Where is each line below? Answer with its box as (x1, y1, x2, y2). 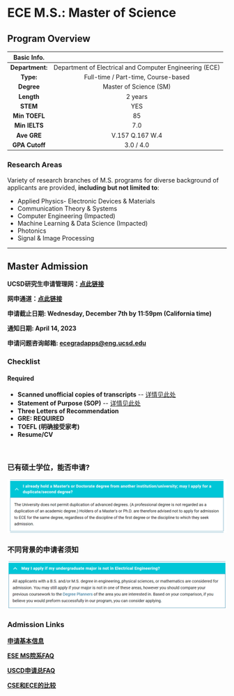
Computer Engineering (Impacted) (17, 211, 116, 220)
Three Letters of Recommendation (17, 407, 120, 415)
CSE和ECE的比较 (7, 681, 56, 689)
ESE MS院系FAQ (7, 651, 54, 660)
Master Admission (7, 260, 88, 272)
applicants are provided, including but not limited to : (7, 183, 159, 192)
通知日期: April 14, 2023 (7, 324, 77, 332)
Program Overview (7, 33, 91, 45)
